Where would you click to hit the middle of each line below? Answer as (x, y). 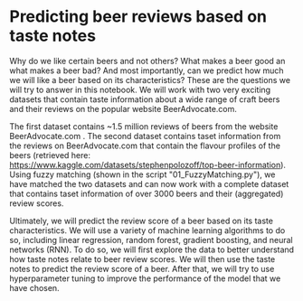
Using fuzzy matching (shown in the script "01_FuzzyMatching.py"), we (142, 174)
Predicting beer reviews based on (138, 17)
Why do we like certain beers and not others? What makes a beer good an (147, 61)
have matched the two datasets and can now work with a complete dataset (149, 183)
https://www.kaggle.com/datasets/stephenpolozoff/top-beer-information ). (148, 165)
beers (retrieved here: (50, 155)
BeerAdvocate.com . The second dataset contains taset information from (145, 136)
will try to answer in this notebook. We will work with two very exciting (140, 89)
